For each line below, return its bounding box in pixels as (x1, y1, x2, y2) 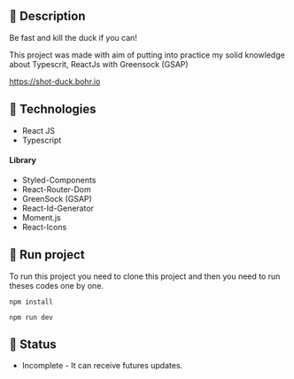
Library (9, 155, 37, 166)
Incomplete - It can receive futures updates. (21, 360, 183, 371)
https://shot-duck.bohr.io (9, 76, 101, 87)
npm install (9, 298, 53, 306)
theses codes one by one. (9, 280, 104, 290)
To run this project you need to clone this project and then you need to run (9, 271, 281, 282)
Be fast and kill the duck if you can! (9, 32, 137, 43)
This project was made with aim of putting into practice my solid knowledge (9, 50, 285, 60)
